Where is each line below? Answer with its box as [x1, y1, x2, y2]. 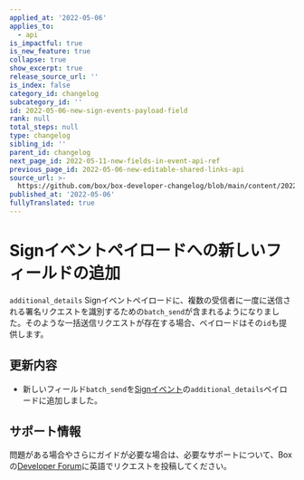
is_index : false [9, 81, 71, 90]
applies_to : [9, 22, 54, 31]
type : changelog [9, 131, 71, 140]
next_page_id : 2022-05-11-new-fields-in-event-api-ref [9, 156, 221, 166]
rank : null [9, 114, 51, 123]
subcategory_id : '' [9, 97, 83, 107]
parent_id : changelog [9, 148, 91, 157]
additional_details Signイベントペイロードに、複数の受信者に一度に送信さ [9, 294, 291, 305]
